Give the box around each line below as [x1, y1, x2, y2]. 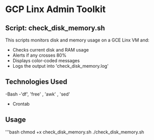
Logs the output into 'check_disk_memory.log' [12, 63, 109, 69]
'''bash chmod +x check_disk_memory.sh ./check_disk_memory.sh [5, 129, 144, 135]
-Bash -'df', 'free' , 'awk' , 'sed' [5, 91, 70, 97]
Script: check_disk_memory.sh [5, 24, 105, 32]
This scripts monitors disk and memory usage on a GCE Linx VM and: [5, 37, 150, 43]
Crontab [12, 101, 30, 107]
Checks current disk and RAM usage [12, 47, 89, 53]
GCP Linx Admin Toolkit [5, 4, 106, 15]
